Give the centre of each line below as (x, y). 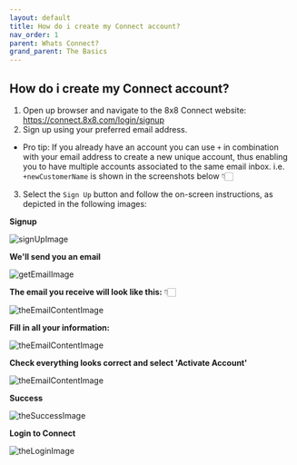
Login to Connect (43, 433)
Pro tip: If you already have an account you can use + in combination (150, 147)
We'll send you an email (55, 256)
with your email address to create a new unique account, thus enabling (155, 156)
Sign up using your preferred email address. (105, 129)
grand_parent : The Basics (58, 52)
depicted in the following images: (84, 203)
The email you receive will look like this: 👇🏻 (93, 292)
